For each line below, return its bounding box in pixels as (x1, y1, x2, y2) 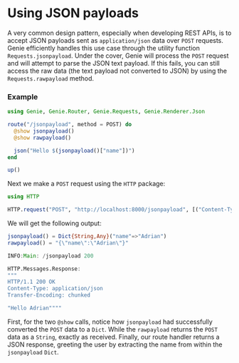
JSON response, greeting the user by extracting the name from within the (7, 340, 223, 349)
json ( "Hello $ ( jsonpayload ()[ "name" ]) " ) (14, 147, 135, 154)
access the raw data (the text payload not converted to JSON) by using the (7, 66, 228, 75)
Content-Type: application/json (7, 285, 103, 292)
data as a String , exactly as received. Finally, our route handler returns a (7, 332, 220, 341)
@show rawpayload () (14, 134, 72, 141)
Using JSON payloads (7, 5, 139, 21)
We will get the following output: (7, 219, 102, 227)
